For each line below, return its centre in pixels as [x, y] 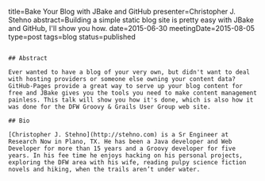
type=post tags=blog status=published [72, 37]
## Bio [19, 121]
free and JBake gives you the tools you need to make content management [133, 93]
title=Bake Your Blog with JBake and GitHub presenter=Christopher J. [122, 12]
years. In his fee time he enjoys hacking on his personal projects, [126, 156]
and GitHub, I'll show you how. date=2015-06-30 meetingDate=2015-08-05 [132, 28]
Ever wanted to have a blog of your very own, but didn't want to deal [129, 72]
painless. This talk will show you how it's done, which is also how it [131, 100]
